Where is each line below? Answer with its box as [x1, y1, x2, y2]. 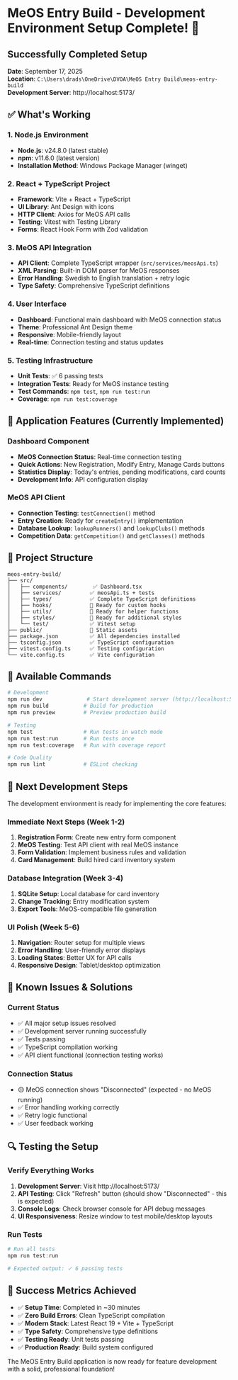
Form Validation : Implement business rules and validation [17, 848, 186, 856]
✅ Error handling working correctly [17, 1103, 120, 1112]
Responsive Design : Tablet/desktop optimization [17, 961, 161, 969]
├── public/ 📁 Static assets [7, 626, 138, 633]
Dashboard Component [7, 436, 90, 446]
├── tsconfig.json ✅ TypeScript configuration [7, 639, 174, 646]
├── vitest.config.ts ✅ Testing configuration [7, 645, 164, 652]
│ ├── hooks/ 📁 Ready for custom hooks [7, 601, 166, 609]
